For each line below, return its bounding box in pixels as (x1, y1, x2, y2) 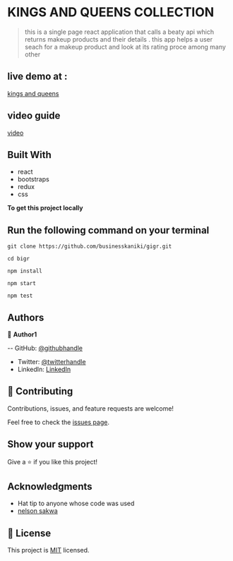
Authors (7, 311, 44, 323)
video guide (7, 110, 61, 122)
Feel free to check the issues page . (7, 418, 109, 426)
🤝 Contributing (7, 385, 73, 397)
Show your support (7, 438, 94, 450)
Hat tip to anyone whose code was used (17, 499, 135, 508)
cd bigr (7, 255, 30, 263)
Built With (7, 149, 52, 161)
